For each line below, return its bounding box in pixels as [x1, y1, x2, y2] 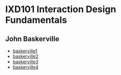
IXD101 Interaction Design [5, 4, 116, 15]
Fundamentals [5, 14, 67, 26]
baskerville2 [12, 53, 39, 59]
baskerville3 [12, 59, 39, 64]
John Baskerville [5, 34, 59, 43]
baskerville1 [12, 48, 38, 54]
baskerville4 [12, 64, 39, 70]
